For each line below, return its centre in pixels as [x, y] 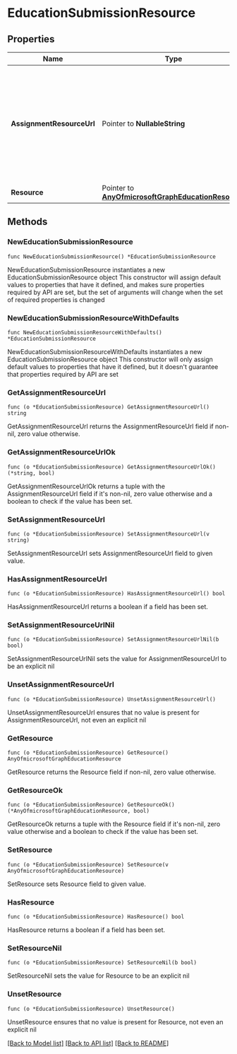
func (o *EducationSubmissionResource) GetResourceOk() [91, 805]
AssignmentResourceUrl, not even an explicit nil [77, 720]
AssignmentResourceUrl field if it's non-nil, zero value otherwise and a [110, 493]
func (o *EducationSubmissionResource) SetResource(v [88, 865]
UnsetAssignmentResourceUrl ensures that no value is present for [103, 712]
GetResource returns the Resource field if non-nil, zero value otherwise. [112, 772]
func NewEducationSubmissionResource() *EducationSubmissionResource [112, 256]
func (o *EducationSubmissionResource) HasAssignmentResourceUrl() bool [116, 594]
